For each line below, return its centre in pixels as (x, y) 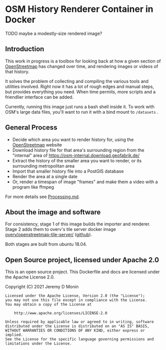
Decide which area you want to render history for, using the (73, 140)
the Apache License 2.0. (30, 277)
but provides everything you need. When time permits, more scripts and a (81, 92)
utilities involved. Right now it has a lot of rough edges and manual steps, (80, 86)
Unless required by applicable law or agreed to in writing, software (80, 322)
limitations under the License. (38, 344)
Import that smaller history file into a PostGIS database (68, 171)
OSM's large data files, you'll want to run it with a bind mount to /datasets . (82, 112)
